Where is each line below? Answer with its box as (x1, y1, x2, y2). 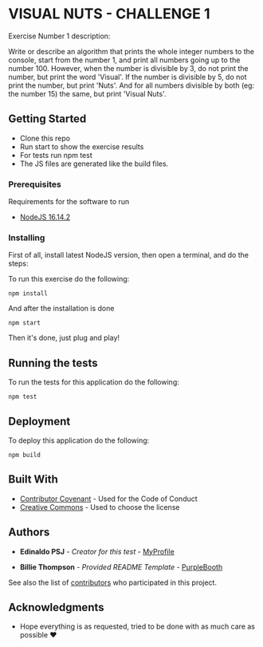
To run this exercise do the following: (8, 274, 130, 284)
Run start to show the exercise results (19, 141, 144, 152)
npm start (8, 319, 41, 327)
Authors (8, 526, 50, 539)
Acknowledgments (8, 600, 105, 614)
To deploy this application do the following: (8, 436, 150, 445)
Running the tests (8, 356, 98, 369)
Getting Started (8, 112, 87, 126)
